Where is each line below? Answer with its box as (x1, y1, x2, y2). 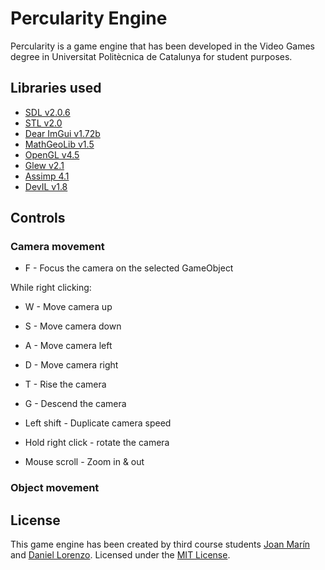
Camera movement (10, 240, 105, 254)
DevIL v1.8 (24, 180, 68, 192)
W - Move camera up (24, 301, 113, 313)
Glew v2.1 (24, 159, 65, 171)
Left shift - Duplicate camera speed (24, 417, 172, 429)
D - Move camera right (24, 359, 119, 371)
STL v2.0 (24, 117, 63, 129)
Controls (10, 210, 66, 227)
